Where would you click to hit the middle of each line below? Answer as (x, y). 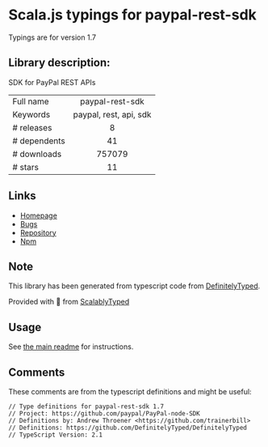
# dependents (39, 141)
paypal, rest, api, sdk (112, 114)
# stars (25, 167)
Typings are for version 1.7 (52, 37)
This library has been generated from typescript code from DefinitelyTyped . (134, 286)
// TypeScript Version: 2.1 (56, 435)
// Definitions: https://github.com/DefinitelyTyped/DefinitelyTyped (128, 428)
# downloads (37, 154)
